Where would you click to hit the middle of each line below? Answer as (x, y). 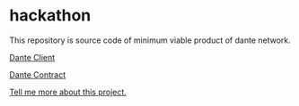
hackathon (50, 16)
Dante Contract (37, 74)
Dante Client (32, 57)
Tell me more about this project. (68, 92)
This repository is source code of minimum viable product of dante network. (150, 40)
